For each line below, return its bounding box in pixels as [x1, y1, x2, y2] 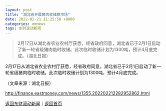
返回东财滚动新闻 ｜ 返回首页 [5, 100, 62, 106]
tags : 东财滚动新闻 [5, 26, 41, 31]
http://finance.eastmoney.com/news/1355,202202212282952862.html [5, 90, 150, 96]
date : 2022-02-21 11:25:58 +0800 [5, 16, 75, 21]
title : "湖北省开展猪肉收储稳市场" [5, 12, 70, 17]
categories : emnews [5, 21, 46, 26]
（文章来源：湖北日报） [5, 80, 53, 86]
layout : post [5, 7, 32, 12]
